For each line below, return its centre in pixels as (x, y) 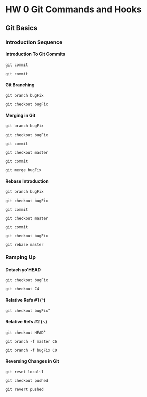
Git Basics (21, 28)
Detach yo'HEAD (23, 269)
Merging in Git (20, 115)
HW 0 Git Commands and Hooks (73, 9)
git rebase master (24, 245)
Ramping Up (21, 257)
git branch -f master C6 (31, 341)
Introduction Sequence (34, 42)
